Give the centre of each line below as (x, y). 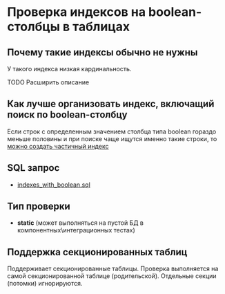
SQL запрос (33, 168)
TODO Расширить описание (48, 82)
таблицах (101, 27)
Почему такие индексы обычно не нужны (102, 52)
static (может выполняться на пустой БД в (80, 223)
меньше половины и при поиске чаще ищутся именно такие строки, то (112, 138)
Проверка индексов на (77, 12)
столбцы (34, 27)
